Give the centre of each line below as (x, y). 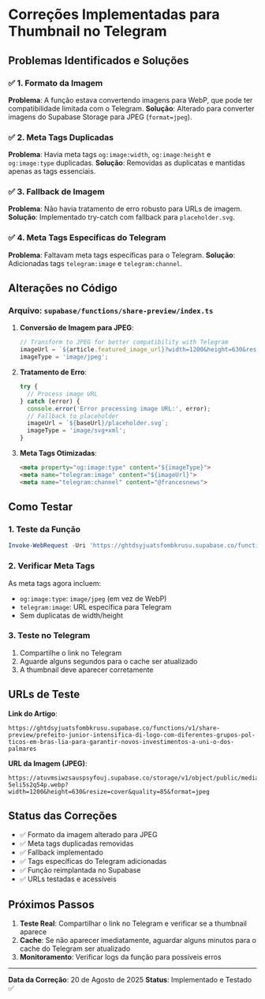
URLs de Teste (44, 695)
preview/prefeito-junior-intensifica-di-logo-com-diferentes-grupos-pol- (132, 735)
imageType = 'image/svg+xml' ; (77, 431)
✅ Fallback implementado (62, 853)
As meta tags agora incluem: (54, 583)
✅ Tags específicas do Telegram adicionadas (93, 862)
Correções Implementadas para (114, 15)
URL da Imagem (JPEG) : (48, 763)
